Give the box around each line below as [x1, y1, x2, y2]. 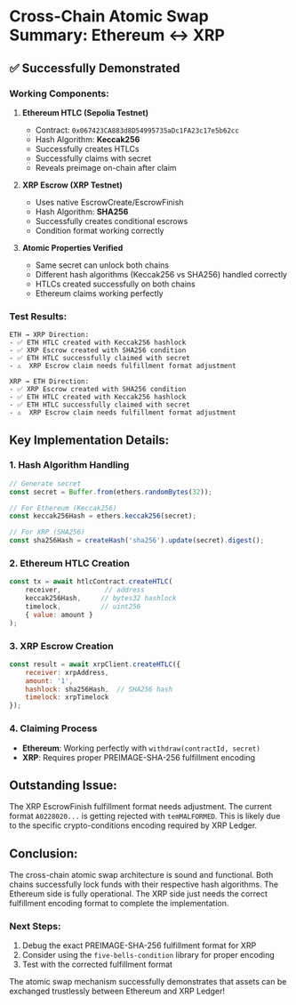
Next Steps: [9, 921, 61, 933]
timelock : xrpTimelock [25, 693, 109, 702]
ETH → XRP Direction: [9, 331, 90, 340]
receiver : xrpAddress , [25, 668, 109, 677]
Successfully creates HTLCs [35, 143, 140, 154]
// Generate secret [9, 478, 82, 488]
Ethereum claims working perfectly [35, 287, 164, 299]
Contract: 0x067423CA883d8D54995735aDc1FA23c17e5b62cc [35, 125, 240, 135]
